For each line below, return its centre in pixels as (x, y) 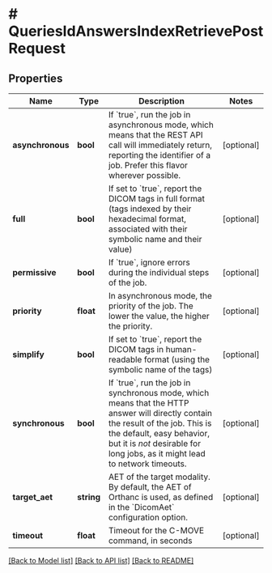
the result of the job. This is (160, 423)
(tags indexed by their (150, 209)
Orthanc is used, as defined (161, 497)
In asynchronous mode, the (160, 296)
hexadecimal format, (147, 219)
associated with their (148, 229)
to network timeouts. (147, 464)
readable (125, 359)
